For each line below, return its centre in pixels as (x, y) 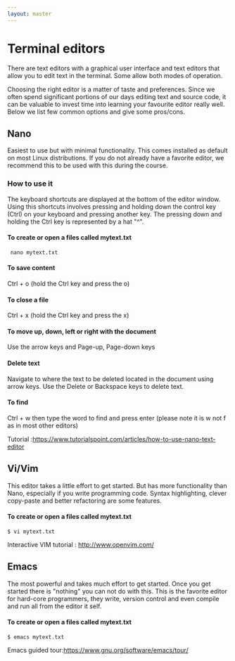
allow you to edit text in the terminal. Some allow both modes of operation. (115, 75)
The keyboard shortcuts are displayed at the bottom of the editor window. (114, 199)
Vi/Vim (23, 469)
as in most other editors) (43, 425)
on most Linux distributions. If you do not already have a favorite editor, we (116, 158)
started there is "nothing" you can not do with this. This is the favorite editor (117, 591)
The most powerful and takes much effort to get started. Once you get (109, 584)
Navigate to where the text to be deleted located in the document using (110, 379)
